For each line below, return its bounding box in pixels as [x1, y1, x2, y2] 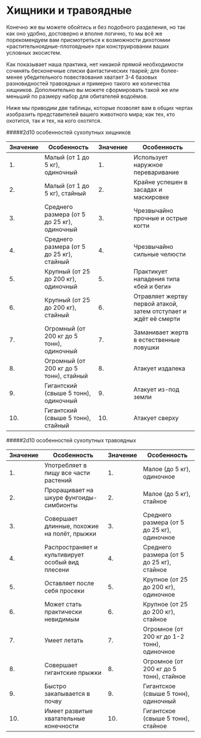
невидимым [44, 615, 80, 623]
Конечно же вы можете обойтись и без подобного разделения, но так [6, 23, 186, 31]
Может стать [44, 600, 82, 608]
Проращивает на [44, 486, 94, 494]
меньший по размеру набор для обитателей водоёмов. [6, 93, 148, 100]
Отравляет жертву [133, 292, 188, 300]
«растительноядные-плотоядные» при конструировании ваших [6, 43, 169, 50]
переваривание [133, 168, 179, 176]
